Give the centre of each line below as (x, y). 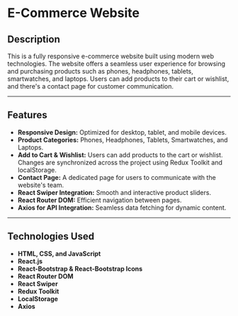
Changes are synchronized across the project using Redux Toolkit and (120, 162)
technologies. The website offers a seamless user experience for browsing (116, 64)
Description (34, 39)
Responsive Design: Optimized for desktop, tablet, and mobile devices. (122, 132)
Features (27, 115)
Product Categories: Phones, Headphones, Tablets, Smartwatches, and (123, 140)
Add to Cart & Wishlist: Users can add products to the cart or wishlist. (120, 154)
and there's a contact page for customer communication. (90, 86)
